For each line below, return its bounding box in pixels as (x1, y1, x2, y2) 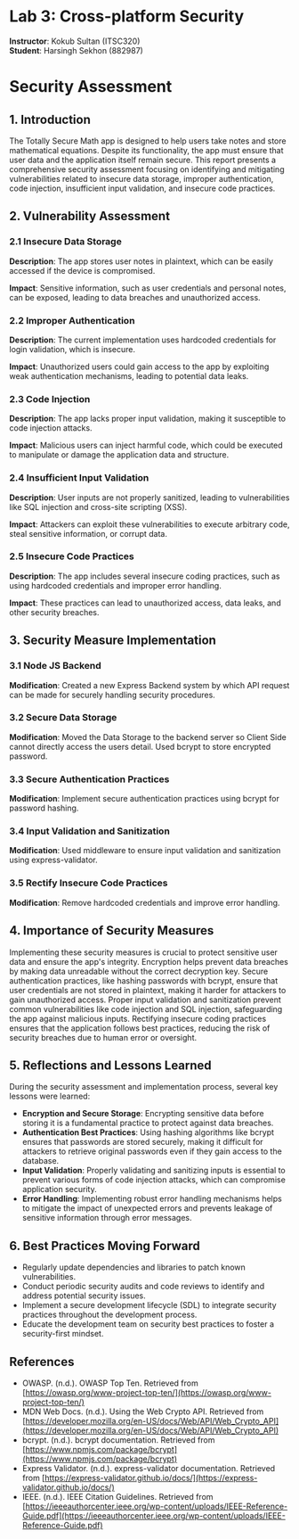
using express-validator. (9, 854, 98, 866)
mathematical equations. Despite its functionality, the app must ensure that (9, 144, 284, 155)
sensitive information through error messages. (21, 1213, 192, 1223)
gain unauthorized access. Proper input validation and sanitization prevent (9, 994, 282, 1005)
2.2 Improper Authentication (9, 314, 135, 326)
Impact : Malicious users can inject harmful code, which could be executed (9, 440, 283, 451)
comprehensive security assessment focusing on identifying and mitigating (9, 163, 285, 175)
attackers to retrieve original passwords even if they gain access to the (21, 1146, 282, 1156)
